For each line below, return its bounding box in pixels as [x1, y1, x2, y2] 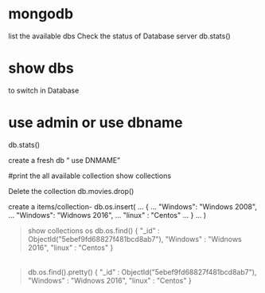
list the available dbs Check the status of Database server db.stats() [8, 31, 231, 41]
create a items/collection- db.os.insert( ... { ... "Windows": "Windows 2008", [8, 201, 257, 212]
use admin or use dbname [8, 113, 183, 132]
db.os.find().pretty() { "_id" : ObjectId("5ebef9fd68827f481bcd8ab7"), [27, 267, 257, 277]
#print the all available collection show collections [8, 171, 172, 180]
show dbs [8, 59, 74, 77]
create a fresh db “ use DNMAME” [8, 155, 121, 164]
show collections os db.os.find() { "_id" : [27, 225, 161, 236]
